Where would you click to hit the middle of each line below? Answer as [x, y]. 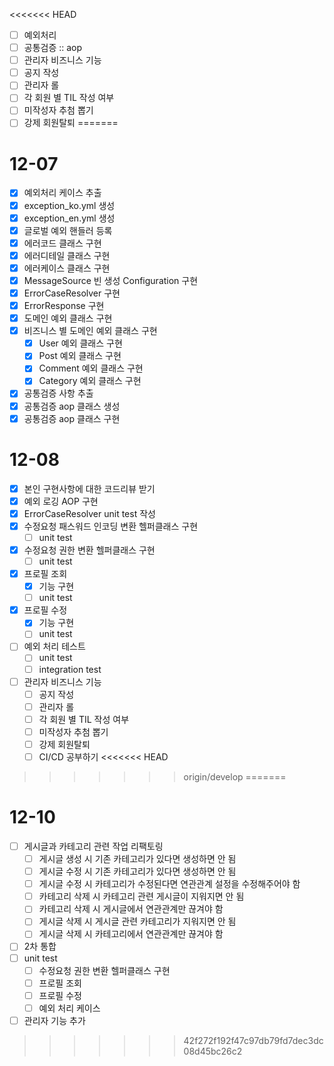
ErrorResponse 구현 [64, 305]
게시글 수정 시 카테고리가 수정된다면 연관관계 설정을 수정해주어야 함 [169, 884]
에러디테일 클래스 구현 [67, 255]
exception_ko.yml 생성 [69, 205]
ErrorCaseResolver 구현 [72, 293]
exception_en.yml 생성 [69, 218]
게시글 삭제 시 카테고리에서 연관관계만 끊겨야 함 [131, 934]
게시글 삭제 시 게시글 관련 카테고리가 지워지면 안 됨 [137, 921]
